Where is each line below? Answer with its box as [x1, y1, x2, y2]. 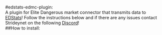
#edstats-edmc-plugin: [5, 4, 53, 10]
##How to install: [5, 25, 40, 31]
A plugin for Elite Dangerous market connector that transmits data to [5, 9, 146, 15]
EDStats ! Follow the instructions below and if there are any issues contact [5, 15, 157, 20]
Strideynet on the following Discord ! [5, 20, 79, 26]
